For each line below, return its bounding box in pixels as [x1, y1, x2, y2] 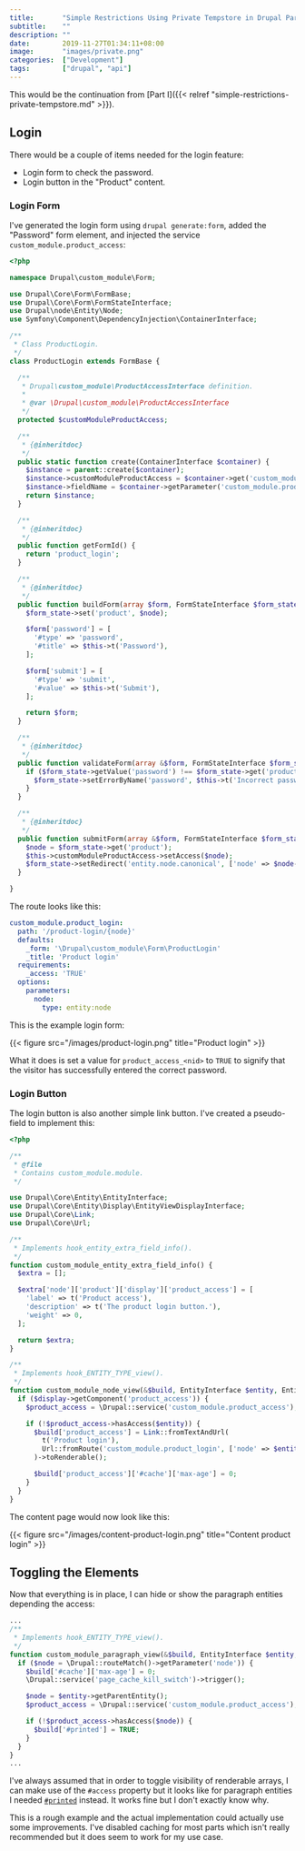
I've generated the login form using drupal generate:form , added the [9, 219, 267, 230]
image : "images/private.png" [9, 47, 144, 56]
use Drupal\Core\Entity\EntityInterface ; [9, 1193, 169, 1202]
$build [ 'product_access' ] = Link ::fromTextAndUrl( [33, 1427, 230, 1437]
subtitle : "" [9, 22, 71, 31]
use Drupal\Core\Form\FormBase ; [9, 289, 132, 298]
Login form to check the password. [22, 166, 154, 177]
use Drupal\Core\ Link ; [9, 1211, 95, 1220]
